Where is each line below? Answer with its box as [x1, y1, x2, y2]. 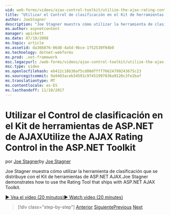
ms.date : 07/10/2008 [5, 36, 49, 41]
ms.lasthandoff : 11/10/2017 [5, 87, 65, 93]
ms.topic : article [5, 41, 44, 46]
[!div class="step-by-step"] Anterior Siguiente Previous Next [17, 204, 143, 210]
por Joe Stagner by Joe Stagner [5, 158, 71, 165]
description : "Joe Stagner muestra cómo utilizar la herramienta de [5, 21, 153, 27]
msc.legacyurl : [5, 59, 37, 64]
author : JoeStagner [5, 17, 47, 22]
